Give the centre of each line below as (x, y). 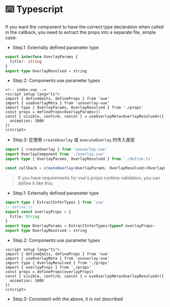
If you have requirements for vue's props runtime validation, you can (89, 178)
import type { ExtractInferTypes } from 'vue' (55, 202)
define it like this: (35, 183)
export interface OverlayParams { (42, 57)
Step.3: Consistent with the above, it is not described (68, 299)
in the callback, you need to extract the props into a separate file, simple (80, 32)
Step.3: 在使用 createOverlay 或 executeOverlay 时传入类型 (74, 140)
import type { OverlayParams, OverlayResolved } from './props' (74, 108)
